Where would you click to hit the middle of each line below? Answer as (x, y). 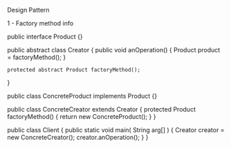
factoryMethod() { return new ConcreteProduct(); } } (82, 117)
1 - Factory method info (40, 23)
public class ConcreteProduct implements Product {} (82, 96)
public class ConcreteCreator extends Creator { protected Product (101, 109)
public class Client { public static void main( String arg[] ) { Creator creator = (116, 130)
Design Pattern (28, 10)
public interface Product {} (45, 36)
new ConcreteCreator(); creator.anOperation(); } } (78, 137)
